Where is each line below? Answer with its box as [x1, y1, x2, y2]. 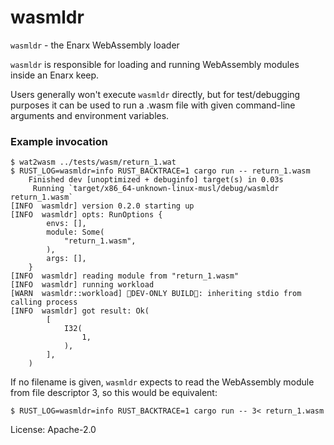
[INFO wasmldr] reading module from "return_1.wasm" [10, 271, 240, 281]
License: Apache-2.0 [10, 424, 97, 436]
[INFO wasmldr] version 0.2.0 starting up [10, 201, 195, 211]
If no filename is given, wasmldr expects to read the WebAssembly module [10, 376, 315, 388]
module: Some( [46, 227, 105, 238]
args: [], [46, 254, 87, 264]
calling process [10, 297, 78, 308]
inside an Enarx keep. [10, 69, 100, 81]
